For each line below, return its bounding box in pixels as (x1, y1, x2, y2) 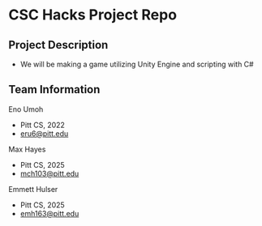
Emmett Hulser (8, 184, 58, 194)
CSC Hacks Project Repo (8, 6, 177, 24)
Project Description (8, 38, 109, 52)
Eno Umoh (8, 104, 44, 114)
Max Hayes (8, 144, 46, 154)
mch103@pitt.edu (19, 168, 79, 178)
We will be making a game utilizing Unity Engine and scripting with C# (19, 59, 254, 69)
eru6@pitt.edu (19, 128, 69, 139)
